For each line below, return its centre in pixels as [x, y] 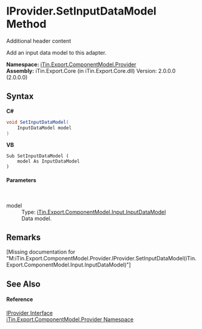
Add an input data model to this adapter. [56, 52]
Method [26, 24]
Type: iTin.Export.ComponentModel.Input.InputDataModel [94, 212]
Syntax [20, 96]
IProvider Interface [30, 313]
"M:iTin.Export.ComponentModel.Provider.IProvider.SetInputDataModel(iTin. [102, 259]
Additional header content [39, 41]
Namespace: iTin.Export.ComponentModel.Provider [71, 64]
